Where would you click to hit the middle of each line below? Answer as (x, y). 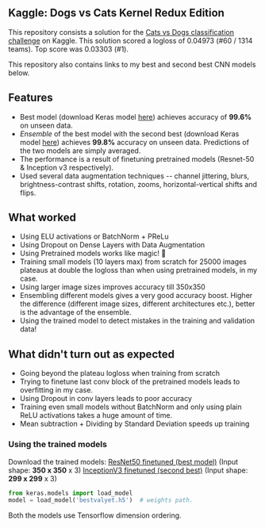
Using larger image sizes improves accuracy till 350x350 (113, 287)
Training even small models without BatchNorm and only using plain (131, 407)
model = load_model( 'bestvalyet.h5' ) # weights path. (101, 500)
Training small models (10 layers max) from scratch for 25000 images (133, 262)
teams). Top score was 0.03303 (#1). (69, 49)
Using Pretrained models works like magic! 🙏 (93, 254)
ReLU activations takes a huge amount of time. (96, 415)
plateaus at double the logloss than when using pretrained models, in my (138, 270)
